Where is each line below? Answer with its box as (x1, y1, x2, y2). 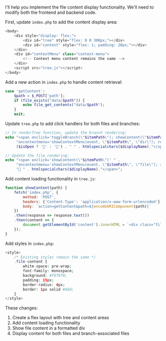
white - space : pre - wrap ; (23, 264, 72, 269)
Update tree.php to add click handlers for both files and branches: (5, 121, 140, 126)
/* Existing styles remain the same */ (14, 255, 96, 260)
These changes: (5, 305, 38, 311)
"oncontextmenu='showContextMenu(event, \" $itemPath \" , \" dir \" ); (16, 139, 156, 144)
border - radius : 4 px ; (23, 282, 65, 287)
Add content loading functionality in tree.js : (5, 176, 96, 181)
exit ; (14, 112, 26, 117)
